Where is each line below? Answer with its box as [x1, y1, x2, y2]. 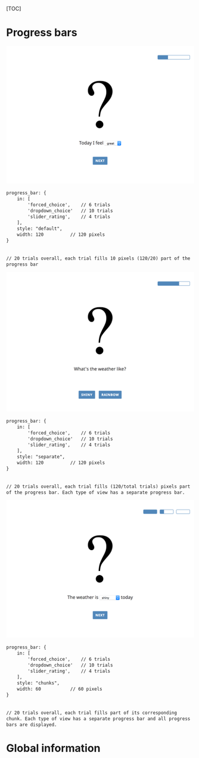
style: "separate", [17, 454, 66, 460]
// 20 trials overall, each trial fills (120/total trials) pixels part [6, 484, 191, 490]
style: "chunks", [17, 680, 60, 686]
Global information [6, 741, 101, 755]
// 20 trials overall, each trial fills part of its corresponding [6, 710, 178, 716]
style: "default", [17, 226, 63, 232]
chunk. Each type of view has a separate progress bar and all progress [6, 716, 191, 722]
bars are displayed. [6, 722, 58, 728]
